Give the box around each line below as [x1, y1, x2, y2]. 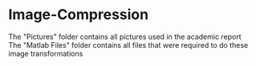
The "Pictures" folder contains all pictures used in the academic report [8, 32, 242, 41]
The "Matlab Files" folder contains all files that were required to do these [8, 40, 249, 49]
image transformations [8, 49, 83, 58]
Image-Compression [8, 6, 149, 24]
